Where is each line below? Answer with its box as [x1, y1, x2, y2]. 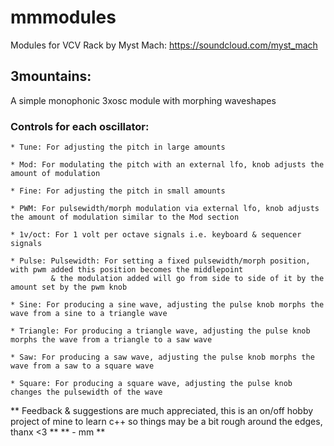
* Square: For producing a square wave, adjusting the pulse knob [10, 379, 293, 389]
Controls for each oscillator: [10, 119, 150, 133]
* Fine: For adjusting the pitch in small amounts [10, 186, 226, 196]
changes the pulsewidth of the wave [10, 387, 163, 398]
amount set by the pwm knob [10, 282, 128, 293]
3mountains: [10, 68, 92, 85]
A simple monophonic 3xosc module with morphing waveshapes [10, 94, 277, 106]
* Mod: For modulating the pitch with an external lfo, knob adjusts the [10, 160, 325, 170]
